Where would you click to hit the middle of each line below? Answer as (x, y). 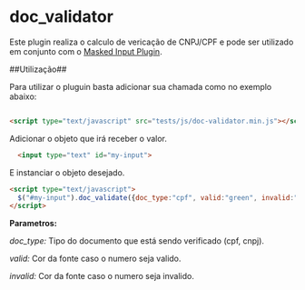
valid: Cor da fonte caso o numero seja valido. (95, 259)
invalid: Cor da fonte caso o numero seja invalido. (102, 276)
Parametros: (33, 224)
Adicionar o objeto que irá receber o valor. (89, 138)
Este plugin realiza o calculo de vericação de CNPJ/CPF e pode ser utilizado (152, 42)
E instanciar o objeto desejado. (67, 172)
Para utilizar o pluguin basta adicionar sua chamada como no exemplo (141, 86)
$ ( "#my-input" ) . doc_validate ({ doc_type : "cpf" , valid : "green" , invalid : (156, 197)
